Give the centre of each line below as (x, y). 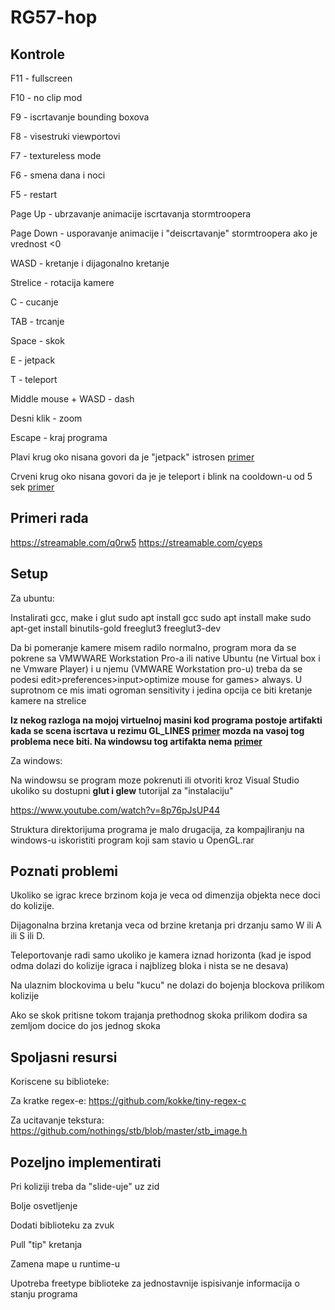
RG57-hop (54, 17)
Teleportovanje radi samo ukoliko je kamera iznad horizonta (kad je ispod (161, 955)
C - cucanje (34, 302)
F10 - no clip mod (46, 97)
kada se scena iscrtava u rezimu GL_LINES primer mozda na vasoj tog (157, 730)
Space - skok (37, 340)
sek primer (32, 487)
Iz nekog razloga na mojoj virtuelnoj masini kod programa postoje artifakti (166, 720)
